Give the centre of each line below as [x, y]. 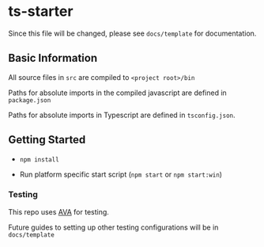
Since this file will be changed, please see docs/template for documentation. [132, 33]
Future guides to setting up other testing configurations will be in [113, 227]
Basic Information [53, 58]
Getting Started [47, 140]
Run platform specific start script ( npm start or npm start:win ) [121, 174]
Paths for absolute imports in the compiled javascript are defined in [117, 93]
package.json [30, 100]
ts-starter [41, 11]
